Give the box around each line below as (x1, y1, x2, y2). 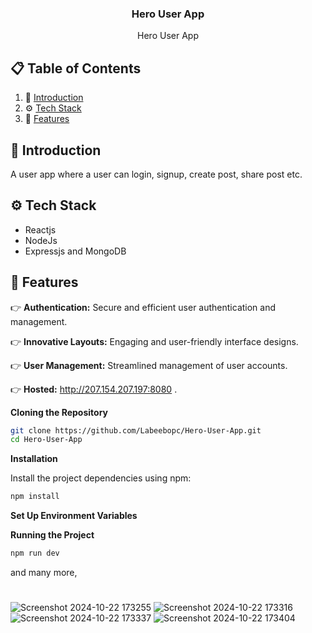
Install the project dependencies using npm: (10, 472, 192, 484)
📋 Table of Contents (10, 60, 142, 77)
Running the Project (10, 529, 95, 541)
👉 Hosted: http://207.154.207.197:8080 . (10, 383, 178, 395)
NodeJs (24, 234, 58, 246)
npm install (10, 492, 60, 502)
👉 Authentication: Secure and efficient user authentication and (10, 301, 277, 313)
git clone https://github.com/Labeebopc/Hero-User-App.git (10, 425, 262, 436)
